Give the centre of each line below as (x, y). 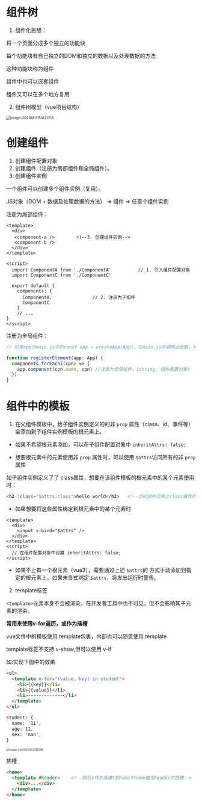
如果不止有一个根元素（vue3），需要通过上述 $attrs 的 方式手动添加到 (100, 570)
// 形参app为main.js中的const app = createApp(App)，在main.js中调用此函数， (99, 347)
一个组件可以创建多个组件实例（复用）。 (55, 188)
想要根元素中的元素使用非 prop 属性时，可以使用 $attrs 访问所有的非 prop (105, 457)
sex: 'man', (27, 734)
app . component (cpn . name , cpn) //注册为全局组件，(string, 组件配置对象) (104, 369)
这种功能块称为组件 (30, 68)
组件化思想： (31, 30)
